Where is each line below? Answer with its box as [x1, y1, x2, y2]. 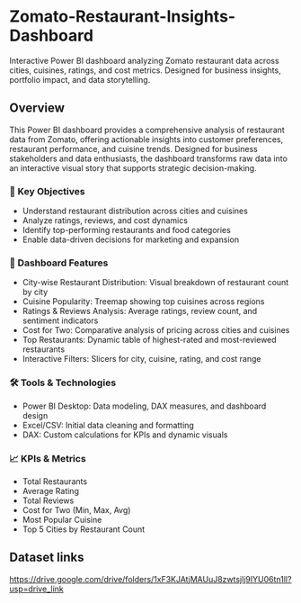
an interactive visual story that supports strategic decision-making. [9, 162, 258, 173]
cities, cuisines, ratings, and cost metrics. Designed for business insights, [9, 65, 281, 76]
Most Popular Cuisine [22, 514, 102, 525]
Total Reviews [22, 495, 75, 506]
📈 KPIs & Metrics [9, 452, 87, 464]
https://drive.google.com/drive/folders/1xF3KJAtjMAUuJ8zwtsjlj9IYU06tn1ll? [9, 573, 292, 584]
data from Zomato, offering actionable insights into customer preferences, [9, 133, 284, 145]
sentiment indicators [22, 315, 99, 326]
